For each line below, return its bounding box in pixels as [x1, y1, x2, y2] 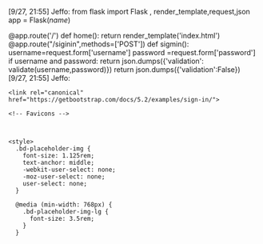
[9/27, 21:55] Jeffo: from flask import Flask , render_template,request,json [8, 7, 250, 16]
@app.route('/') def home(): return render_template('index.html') [8, 31, 221, 40]
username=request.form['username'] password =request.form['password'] [8, 48, 256, 57]
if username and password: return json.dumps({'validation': [8, 56, 204, 66]
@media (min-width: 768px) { [15, 201, 113, 209]
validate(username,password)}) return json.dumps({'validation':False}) [8, 65, 241, 74]
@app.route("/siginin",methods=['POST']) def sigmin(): [8, 39, 189, 49]
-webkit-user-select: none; [22, 166, 116, 174]
